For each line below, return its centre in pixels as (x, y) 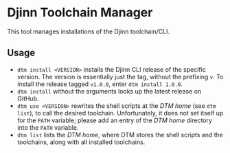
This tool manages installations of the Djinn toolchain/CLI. (89, 31)
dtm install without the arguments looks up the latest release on (109, 91)
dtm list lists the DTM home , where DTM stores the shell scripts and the (120, 135)
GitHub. (28, 98)
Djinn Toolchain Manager (80, 13)
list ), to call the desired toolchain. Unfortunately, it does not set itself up (120, 113)
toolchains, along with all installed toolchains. (81, 142)
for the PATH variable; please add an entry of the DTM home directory (115, 120)
